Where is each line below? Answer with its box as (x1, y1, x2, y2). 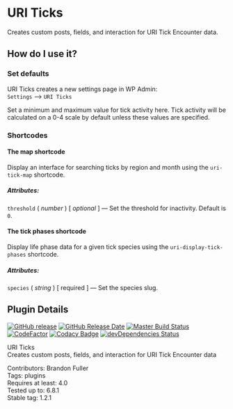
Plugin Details (7, 304, 69, 316)
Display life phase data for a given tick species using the (7, 242, 169, 251)
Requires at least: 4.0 (7, 378, 68, 387)
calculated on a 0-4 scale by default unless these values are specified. (7, 113, 210, 121)
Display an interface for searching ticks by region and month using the (7, 163, 209, 171)
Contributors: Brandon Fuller (7, 364, 89, 372)
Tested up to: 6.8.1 (7, 386, 59, 394)
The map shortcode (7, 147, 65, 156)
